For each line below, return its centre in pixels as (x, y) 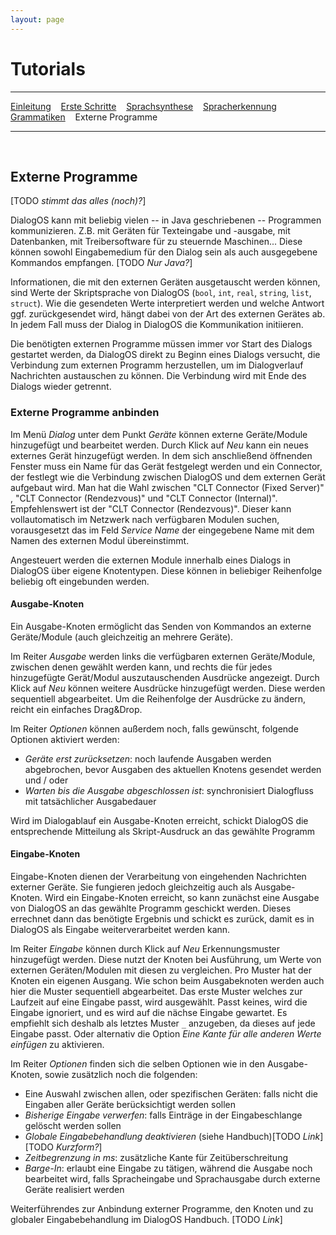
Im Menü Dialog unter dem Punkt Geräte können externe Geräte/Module (159, 434)
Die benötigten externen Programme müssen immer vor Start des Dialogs (161, 344)
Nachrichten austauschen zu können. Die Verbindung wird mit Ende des (158, 376)
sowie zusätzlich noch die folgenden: (121, 1075)
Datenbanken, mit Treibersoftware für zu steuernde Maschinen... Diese (156, 242)
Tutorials (48, 68)
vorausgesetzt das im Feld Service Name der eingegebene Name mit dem (162, 530)
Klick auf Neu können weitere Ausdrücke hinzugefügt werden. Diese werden (168, 688)
